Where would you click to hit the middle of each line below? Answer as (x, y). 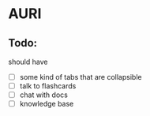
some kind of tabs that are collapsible (81, 77)
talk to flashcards (48, 86)
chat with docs (44, 95)
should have (28, 62)
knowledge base (47, 104)
